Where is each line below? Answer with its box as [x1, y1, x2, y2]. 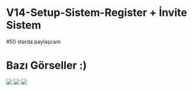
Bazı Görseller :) [6, 59, 87, 72]
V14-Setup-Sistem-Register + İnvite [6, 6, 188, 19]
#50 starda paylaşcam [6, 38, 61, 45]
